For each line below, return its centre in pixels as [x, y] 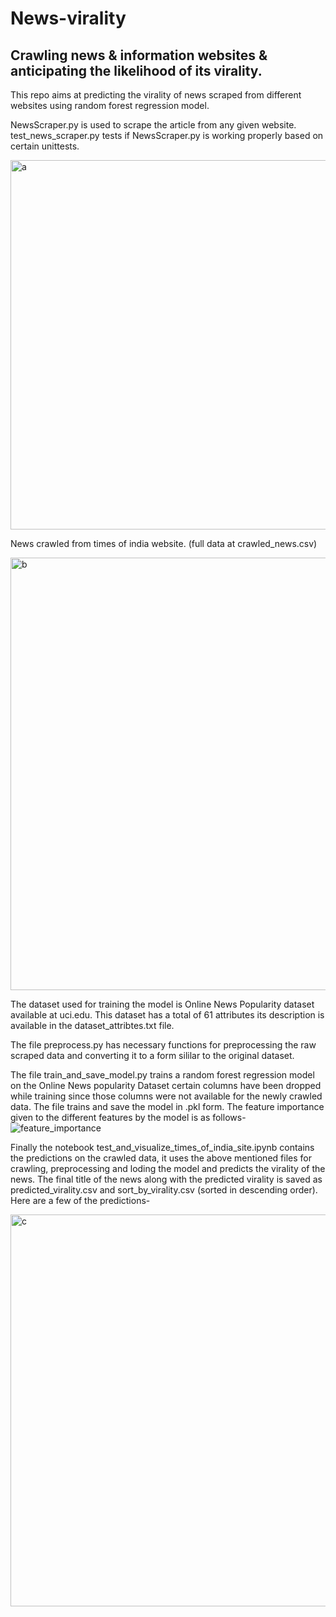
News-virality [68, 18]
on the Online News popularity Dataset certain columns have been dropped [166, 1085]
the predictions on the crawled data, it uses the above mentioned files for [161, 1158]
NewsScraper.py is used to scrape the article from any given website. [153, 125]
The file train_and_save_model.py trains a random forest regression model [162, 1075]
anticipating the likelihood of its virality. [136, 70]
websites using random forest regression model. [110, 105]
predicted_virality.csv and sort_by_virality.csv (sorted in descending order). [164, 1190]
